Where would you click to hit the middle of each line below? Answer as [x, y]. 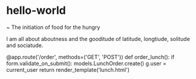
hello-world [36, 11]
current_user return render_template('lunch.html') [68, 69]
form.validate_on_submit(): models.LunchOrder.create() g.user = [87, 63]
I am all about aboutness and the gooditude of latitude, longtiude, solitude [98, 39]
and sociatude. [25, 45]
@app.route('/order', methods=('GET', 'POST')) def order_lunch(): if [90, 57]
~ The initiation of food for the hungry [53, 27]
